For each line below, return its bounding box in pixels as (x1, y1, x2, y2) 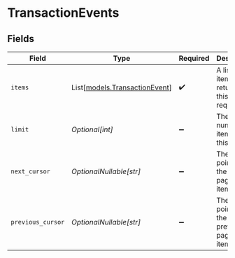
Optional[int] (71, 124, 113, 134)
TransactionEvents (7, 5, 120, 21)
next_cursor (10, 168, 51, 175)
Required (178, 54, 210, 63)
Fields (7, 33, 35, 45)
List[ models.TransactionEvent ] (71, 83, 173, 92)
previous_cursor (10, 218, 65, 226)
